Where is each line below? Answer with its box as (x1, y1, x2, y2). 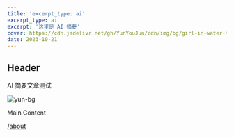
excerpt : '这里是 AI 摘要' (7, 23, 80, 30)
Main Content (7, 108, 47, 117)
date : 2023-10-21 (7, 36, 58, 43)
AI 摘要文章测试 (7, 81, 52, 89)
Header (7, 62, 40, 74)
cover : (7, 29, 26, 37)
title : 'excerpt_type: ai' (7, 10, 86, 17)
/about (7, 122, 26, 130)
